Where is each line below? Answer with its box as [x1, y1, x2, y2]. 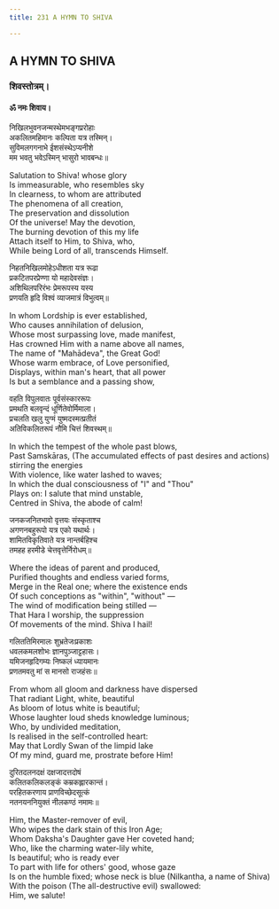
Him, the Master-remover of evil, [9, 815, 128, 826]
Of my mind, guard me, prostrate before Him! [9, 750, 174, 761]
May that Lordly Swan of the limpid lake [9, 741, 153, 751]
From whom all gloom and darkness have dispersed [9, 684, 198, 694]
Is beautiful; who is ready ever [9, 852, 120, 863]
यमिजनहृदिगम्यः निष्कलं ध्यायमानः [9, 656, 99, 667]
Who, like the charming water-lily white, [9, 843, 154, 854]
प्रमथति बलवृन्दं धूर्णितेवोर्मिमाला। [9, 404, 97, 414]
